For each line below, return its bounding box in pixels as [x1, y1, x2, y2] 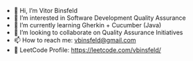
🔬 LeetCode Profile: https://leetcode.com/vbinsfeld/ [13, 46, 161, 54]
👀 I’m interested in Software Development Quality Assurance [13, 14, 187, 22]
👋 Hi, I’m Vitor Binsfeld [13, 7, 78, 14]
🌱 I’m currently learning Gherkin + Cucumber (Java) [13, 21, 162, 29]
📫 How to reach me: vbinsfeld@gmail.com [13, 36, 136, 44]
